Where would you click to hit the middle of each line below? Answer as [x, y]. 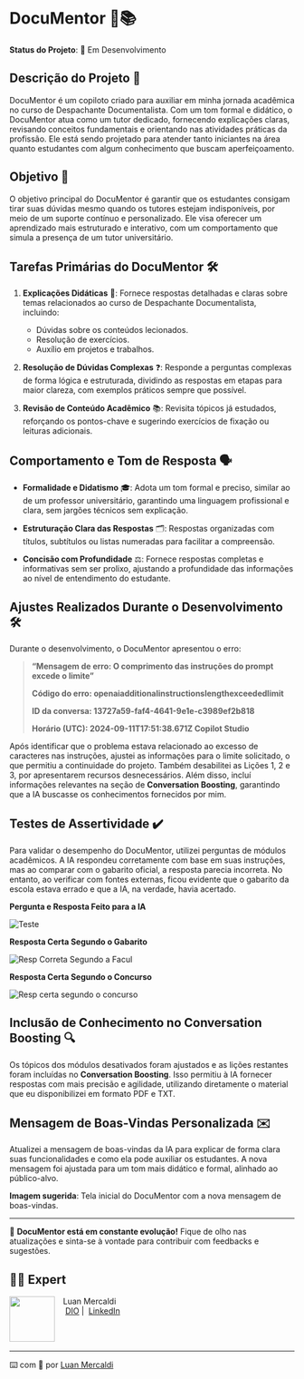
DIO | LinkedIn [92, 1311]
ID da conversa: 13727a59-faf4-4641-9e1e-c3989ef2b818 [143, 711]
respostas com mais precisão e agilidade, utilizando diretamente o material [149, 1084]
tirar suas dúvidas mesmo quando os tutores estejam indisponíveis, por [142, 208]
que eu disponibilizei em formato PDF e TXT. [92, 1093]
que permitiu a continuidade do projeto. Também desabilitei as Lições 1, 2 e [150, 765]
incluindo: [41, 313]
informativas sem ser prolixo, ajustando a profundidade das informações [158, 569]
